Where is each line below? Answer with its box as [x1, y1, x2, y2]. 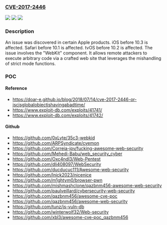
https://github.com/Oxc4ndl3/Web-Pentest [12, 156, 101, 162]
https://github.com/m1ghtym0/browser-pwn [12, 177, 103, 183]
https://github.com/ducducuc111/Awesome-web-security [12, 166, 129, 173]
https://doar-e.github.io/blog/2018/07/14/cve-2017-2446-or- [12, 96, 137, 102]
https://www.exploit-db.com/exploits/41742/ [12, 112, 103, 118]
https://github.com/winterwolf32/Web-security [12, 209, 109, 215]
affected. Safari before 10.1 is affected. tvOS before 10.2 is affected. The [5, 44, 153, 50]
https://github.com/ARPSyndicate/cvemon [12, 140, 100, 146]
